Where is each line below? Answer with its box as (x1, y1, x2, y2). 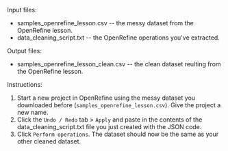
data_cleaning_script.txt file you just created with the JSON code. (16, 123, 202, 131)
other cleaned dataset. (16, 137, 81, 146)
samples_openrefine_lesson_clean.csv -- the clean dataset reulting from (16, 60, 221, 68)
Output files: (7, 47, 42, 55)
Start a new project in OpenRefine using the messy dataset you (16, 94, 196, 102)
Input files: (7, 6, 37, 14)
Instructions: (7, 81, 42, 88)
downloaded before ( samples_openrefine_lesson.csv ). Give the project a (16, 101, 221, 109)
